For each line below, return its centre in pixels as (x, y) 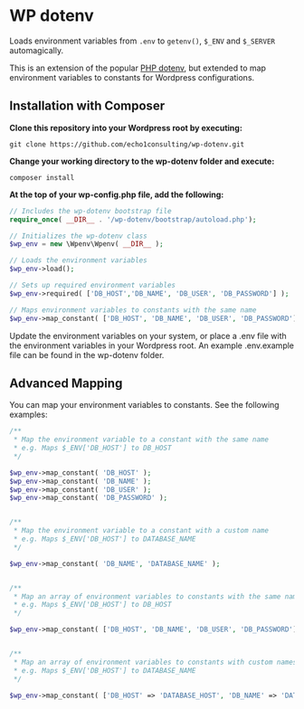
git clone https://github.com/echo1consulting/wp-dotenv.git (127, 144)
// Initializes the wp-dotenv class (78, 236)
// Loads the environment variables (78, 260)
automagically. (37, 50)
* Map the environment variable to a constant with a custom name (141, 531)
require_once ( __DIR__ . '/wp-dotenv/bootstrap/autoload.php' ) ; (133, 219)
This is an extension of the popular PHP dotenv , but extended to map (138, 68)
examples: (28, 415)
